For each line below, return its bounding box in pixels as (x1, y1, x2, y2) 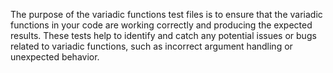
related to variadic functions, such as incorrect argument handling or (10, 40, 293, 52)
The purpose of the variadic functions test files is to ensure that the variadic (10, 9, 323, 20)
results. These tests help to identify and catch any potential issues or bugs (10, 30, 317, 41)
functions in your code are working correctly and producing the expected (10, 19, 313, 31)
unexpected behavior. (10, 51, 100, 63)
